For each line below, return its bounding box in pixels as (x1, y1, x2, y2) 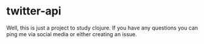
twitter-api (6, 4, 62, 18)
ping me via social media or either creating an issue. (6, 30, 137, 37)
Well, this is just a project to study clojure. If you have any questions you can (6, 24, 199, 31)
